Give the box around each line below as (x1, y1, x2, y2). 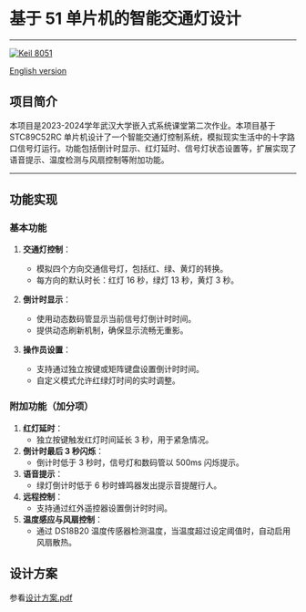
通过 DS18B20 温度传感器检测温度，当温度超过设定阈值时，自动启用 (36, 525, 291, 536)
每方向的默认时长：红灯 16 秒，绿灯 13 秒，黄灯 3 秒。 (36, 275, 240, 285)
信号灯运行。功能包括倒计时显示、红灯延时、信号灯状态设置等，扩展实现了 (16, 142, 297, 153)
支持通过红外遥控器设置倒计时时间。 (36, 503, 173, 513)
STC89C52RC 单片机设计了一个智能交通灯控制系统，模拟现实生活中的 (9, 131, 271, 142)
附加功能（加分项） (9, 400, 94, 413)
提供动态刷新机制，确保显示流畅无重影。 (36, 325, 189, 336)
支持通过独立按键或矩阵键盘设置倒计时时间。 (36, 364, 205, 375)
